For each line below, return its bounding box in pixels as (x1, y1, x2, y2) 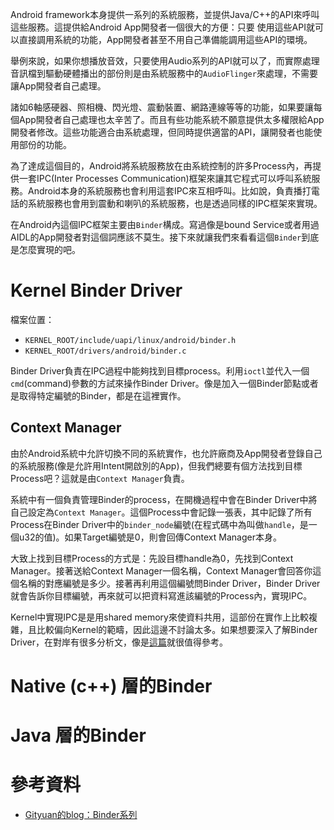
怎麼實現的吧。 (18, 244, 81, 255)
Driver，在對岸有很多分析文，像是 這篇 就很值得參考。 (10, 636, 228, 648)
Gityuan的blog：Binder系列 (24, 809, 138, 821)
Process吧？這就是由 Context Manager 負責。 (10, 472, 190, 484)
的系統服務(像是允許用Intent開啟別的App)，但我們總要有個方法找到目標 (10, 459, 303, 472)
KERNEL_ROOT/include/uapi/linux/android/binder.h (24, 335, 237, 345)
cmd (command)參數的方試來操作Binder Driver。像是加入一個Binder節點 (10, 377, 302, 389)
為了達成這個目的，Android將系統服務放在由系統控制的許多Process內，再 (10, 160, 313, 172)
